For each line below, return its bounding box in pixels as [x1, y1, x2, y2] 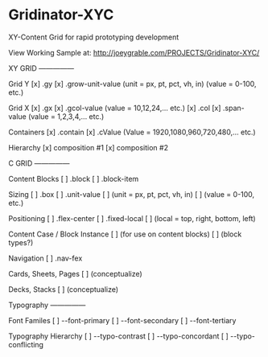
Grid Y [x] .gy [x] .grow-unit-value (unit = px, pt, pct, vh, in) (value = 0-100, [8, 79, 257, 88]
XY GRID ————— [8, 63, 75, 73]
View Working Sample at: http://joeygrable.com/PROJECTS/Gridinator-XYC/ [8, 47, 260, 57]
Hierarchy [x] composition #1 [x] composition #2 [8, 142, 169, 152]
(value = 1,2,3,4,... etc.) [27, 111, 105, 121]
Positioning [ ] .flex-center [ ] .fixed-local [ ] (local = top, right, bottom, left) [8, 213, 256, 223]
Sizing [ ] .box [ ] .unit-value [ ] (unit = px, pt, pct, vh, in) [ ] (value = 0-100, [8, 189, 255, 199]
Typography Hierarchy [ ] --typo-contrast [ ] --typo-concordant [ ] [8, 331, 229, 341]
